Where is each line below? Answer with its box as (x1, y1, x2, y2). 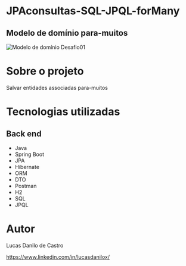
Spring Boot (14, 151, 45, 158)
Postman (14, 182, 37, 189)
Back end (6, 129, 42, 139)
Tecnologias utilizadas (6, 105, 120, 118)
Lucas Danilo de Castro (6, 242, 64, 249)
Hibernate (14, 163, 40, 170)
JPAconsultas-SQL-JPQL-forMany (6, 4, 180, 18)
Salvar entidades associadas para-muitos (6, 84, 108, 91)
